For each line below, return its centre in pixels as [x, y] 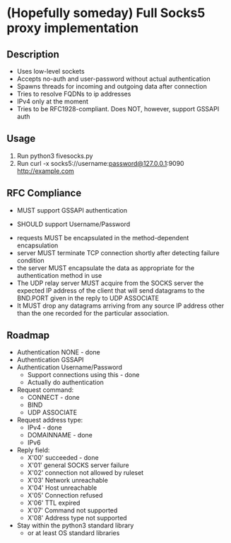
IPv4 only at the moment [53, 101]
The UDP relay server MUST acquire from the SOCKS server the [110, 283]
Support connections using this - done [83, 375]
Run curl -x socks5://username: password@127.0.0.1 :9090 [100, 163]
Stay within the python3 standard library [75, 525]
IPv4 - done [45, 427]
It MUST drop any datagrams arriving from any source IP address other [120, 306]
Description [33, 54]
